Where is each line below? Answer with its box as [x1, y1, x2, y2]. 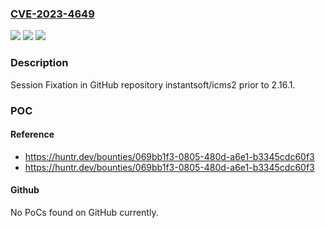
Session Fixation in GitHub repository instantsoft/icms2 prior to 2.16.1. [10, 78, 296, 91]
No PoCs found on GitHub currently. [10, 206, 159, 218]
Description [10, 56, 69, 70]
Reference [10, 128, 55, 141]
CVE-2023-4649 [10, 7, 95, 21]
